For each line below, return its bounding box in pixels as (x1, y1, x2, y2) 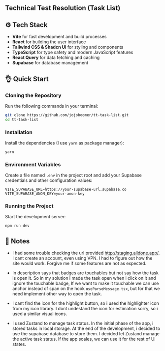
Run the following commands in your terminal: (5, 103, 99, 109)
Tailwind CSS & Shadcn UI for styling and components (12, 44, 124, 50)
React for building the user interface (12, 39, 86, 45)
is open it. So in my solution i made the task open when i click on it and (12, 275, 156, 281)
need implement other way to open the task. (12, 291, 102, 297)
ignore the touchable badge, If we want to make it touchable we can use (12, 280, 159, 287)
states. (12, 341, 26, 347)
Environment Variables (5, 161, 61, 168)
